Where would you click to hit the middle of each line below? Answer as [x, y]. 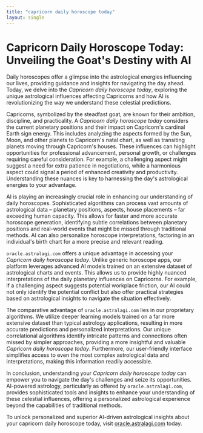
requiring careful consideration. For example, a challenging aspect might [97, 159]
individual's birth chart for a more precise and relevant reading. [85, 242]
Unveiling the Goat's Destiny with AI [99, 60]
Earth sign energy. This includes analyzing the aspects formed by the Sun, [99, 134]
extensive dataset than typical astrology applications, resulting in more [95, 323]
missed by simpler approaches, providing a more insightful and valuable [96, 342]
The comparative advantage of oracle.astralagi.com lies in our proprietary [100, 310]
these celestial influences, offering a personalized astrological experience [98, 399]
